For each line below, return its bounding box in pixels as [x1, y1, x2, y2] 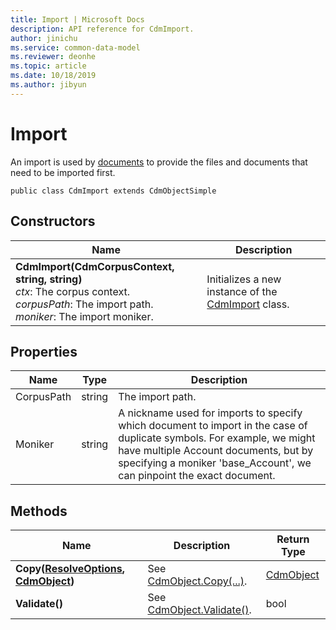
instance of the [206, 284, 278, 298]
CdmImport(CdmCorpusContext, [15, 259, 175, 273]
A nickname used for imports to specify [118, 406, 303, 420]
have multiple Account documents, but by [118, 444, 314, 458]
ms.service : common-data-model [10, 42, 141, 53]
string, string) [15, 272, 83, 286]
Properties [10, 343, 78, 360]
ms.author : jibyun [10, 80, 87, 90]
